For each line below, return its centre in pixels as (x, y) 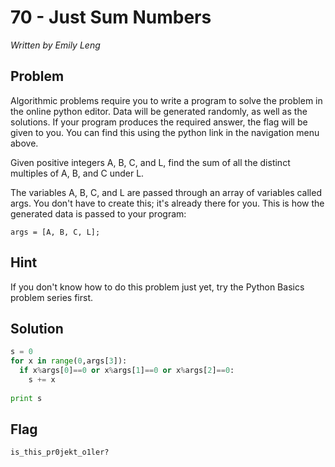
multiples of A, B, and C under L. (77, 173)
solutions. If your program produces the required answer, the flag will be (159, 122)
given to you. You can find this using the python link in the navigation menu (165, 132)
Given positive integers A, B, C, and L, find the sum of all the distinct (150, 162)
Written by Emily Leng (55, 45)
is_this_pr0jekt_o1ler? (60, 452)
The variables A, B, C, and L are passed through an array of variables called (166, 192)
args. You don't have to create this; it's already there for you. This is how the (167, 203)
